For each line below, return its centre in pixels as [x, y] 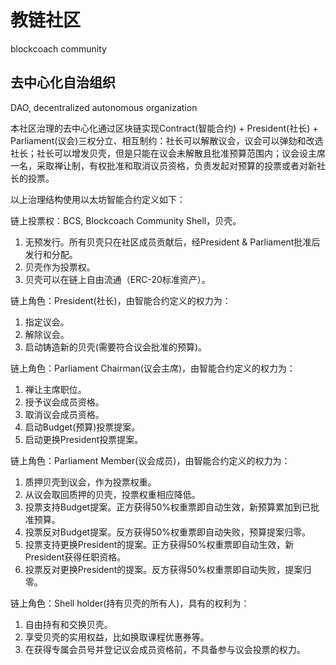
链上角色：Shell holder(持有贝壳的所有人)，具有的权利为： [130, 603]
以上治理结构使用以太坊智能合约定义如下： [98, 199]
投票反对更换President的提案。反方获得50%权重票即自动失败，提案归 [168, 569]
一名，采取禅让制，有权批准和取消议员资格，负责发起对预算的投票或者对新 [163, 165]
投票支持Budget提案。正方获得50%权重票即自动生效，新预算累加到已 [168, 507]
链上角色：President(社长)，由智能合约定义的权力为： [121, 300]
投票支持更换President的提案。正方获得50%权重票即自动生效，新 [159, 544]
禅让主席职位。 [55, 389]
